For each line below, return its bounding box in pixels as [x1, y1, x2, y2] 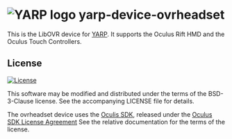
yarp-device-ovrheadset [78, 7, 225, 23]
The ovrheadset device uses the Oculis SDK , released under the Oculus [7, 110, 213, 118]
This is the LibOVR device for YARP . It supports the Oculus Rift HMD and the [7, 30, 225, 38]
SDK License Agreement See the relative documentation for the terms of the [7, 117, 226, 126]
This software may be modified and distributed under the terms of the [7, 89, 207, 97]
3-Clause [7, 97, 34, 105]
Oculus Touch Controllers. [7, 37, 82, 45]
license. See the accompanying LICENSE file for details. [35, 97, 194, 105]
